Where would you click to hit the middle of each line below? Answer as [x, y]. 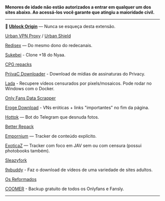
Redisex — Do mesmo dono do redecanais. [49, 45]
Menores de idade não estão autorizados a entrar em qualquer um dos [78, 7]
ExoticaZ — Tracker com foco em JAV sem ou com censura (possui [73, 146]
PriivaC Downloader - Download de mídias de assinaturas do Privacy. [75, 74]
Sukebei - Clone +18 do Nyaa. [35, 55]
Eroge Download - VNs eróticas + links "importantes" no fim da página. [77, 108]
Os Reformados [21, 179]
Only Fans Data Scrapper [30, 98]
